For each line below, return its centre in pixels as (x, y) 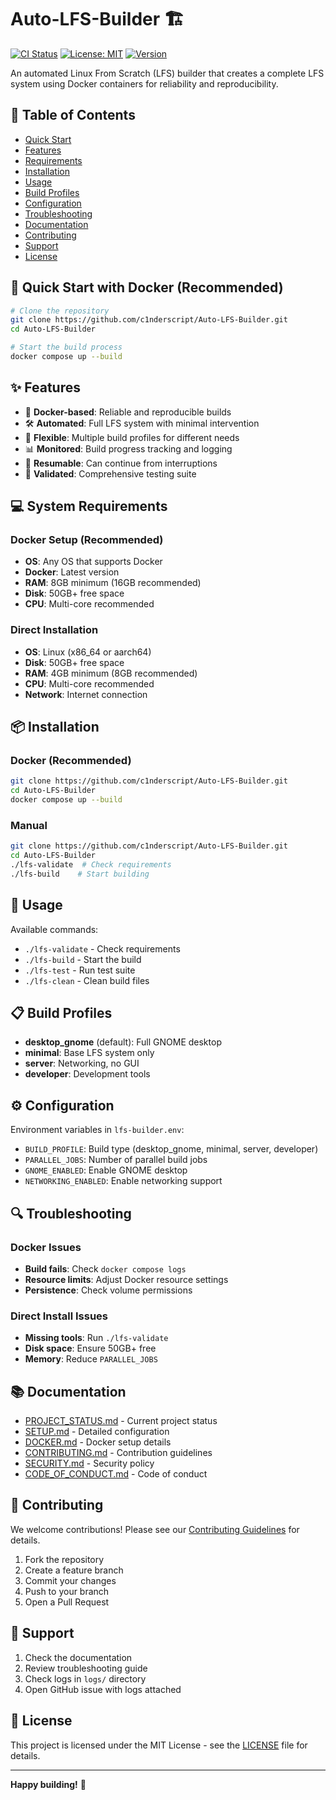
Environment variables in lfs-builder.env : (97, 1130)
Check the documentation (78, 1657)
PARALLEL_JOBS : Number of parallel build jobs (116, 1160)
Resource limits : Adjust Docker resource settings (126, 1279)
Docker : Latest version (72, 572)
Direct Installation (54, 630)
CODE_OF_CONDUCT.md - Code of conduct (116, 1474)
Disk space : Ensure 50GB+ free (90, 1348)
